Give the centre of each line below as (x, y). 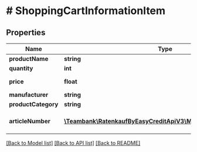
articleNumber (30, 121)
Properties (26, 33)
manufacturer (29, 95)
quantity (21, 68)
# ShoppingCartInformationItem (86, 11)
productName (29, 59)
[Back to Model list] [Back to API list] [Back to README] (73, 143)
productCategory (34, 104)
